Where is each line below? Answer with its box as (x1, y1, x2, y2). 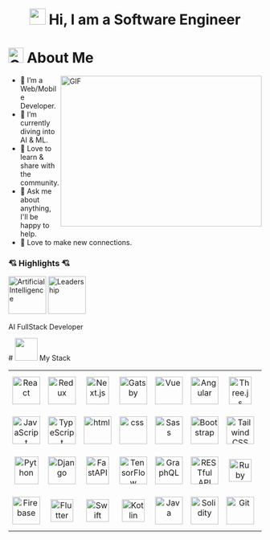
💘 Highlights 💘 (8, 258, 71, 269)
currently (19, 118, 51, 128)
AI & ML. (19, 135, 48, 145)
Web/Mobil (19, 84, 57, 94)
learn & (19, 153, 44, 162)
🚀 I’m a (19, 76, 43, 85)
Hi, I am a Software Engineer (48, 10, 241, 29)
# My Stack (8, 354, 71, 363)
